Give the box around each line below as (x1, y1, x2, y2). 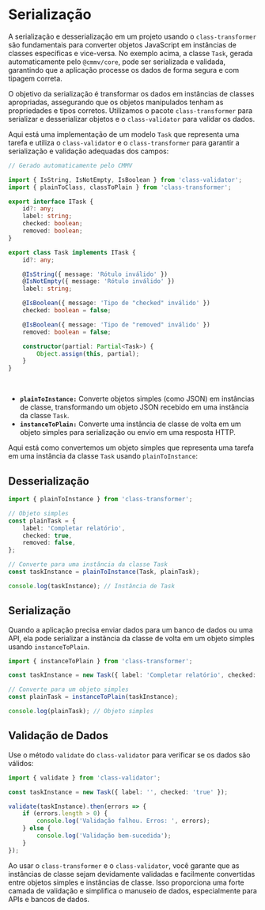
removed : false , (22, 539, 77, 547)
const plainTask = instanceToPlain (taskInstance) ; (8, 693, 179, 701)
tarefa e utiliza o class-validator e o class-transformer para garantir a (8, 138, 240, 147)
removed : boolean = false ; (22, 328, 112, 336)
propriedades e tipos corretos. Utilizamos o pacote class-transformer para (8, 105, 253, 115)
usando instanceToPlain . (8, 642, 90, 651)
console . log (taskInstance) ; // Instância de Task (8, 582, 176, 590)
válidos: (8, 758, 34, 768)
